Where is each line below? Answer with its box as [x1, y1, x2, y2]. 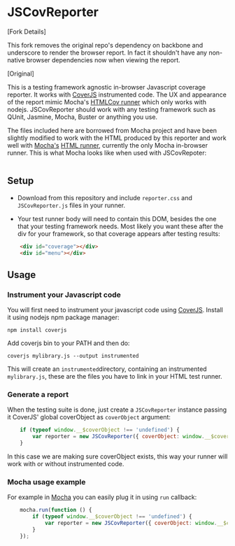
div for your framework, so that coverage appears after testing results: [17, 229, 220, 238]
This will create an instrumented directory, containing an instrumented [7, 365, 208, 373]
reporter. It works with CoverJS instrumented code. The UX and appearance [7, 90, 227, 99]
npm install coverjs [7, 327, 68, 334]
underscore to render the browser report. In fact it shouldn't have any [7, 48, 208, 57]
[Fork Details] [7, 27, 47, 36]
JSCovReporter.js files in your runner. [17, 201, 126, 209]
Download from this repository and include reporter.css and [17, 193, 192, 202]
